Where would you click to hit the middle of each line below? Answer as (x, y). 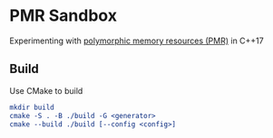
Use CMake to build (46, 90)
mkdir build (32, 107)
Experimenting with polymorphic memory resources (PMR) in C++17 (137, 41)
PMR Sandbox (63, 16)
